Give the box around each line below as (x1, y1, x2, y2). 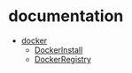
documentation (8, 6, 124, 26)
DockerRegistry (34, 54, 92, 64)
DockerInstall (34, 44, 83, 55)
